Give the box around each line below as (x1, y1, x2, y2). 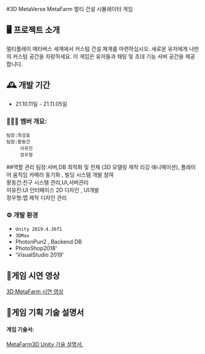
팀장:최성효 (6, 132, 31, 138)
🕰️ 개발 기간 (6, 80, 50, 91)
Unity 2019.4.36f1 (15, 226, 62, 233)
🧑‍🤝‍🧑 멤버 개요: (6, 117, 47, 126)
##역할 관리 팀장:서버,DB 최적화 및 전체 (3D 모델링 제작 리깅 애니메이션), (6, 163, 180, 170)
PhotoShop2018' (15, 244, 58, 252)
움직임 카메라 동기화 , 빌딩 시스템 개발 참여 (12, 171, 114, 178)
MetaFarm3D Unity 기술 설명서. (6, 341, 84, 348)
